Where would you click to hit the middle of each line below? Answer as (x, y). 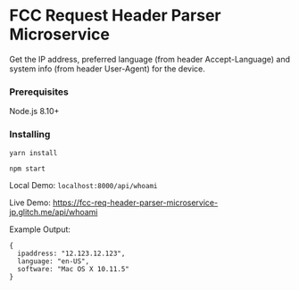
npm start (28, 169)
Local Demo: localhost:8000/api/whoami (83, 185)
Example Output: (40, 229)
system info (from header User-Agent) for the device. (107, 69)
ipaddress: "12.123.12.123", (71, 253)
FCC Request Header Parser (115, 16)
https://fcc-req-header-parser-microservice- (135, 203)
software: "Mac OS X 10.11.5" (73, 269)
